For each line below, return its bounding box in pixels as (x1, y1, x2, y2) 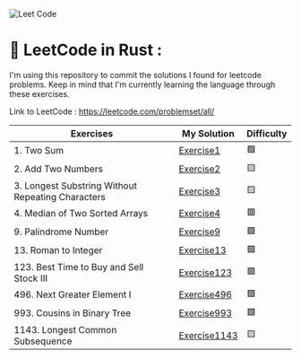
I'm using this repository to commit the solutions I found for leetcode (9, 69, 262, 80)
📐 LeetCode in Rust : (9, 40, 163, 60)
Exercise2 (178, 162, 221, 175)
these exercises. (9, 88, 70, 99)
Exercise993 (178, 307, 233, 320)
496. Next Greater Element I (13, 288, 132, 301)
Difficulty (245, 127, 288, 139)
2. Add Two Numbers (13, 162, 104, 175)
